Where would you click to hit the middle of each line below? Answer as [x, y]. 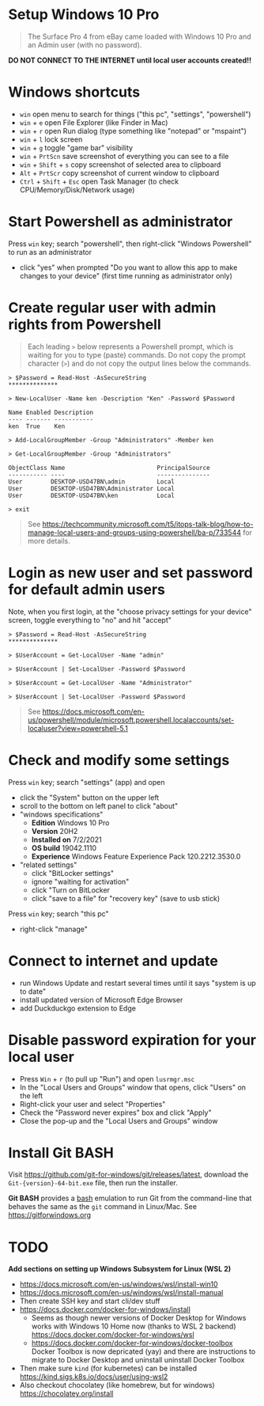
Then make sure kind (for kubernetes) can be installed [108, 1368]
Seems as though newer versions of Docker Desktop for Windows [139, 1318]
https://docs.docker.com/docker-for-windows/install [105, 1309]
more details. [49, 540]
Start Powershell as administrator [121, 222]
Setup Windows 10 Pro [84, 15]
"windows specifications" [61, 814]
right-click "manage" [54, 929]
